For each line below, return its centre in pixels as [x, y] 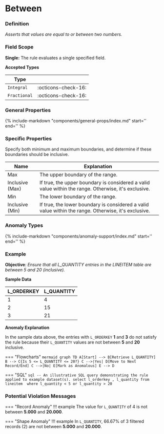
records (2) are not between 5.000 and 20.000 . [53, 427]
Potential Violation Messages [41, 396]
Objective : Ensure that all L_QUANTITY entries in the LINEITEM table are [78, 264]
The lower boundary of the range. [78, 197]
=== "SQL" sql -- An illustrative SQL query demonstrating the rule [77, 375]
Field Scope [19, 47]
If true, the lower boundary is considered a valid [94, 205]
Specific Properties [29, 139]
